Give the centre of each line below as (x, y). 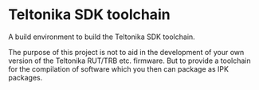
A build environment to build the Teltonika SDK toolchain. (102, 37)
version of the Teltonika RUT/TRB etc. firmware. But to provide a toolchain (129, 61)
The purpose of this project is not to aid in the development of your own (126, 52)
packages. (26, 77)
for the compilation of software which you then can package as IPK (119, 68)
